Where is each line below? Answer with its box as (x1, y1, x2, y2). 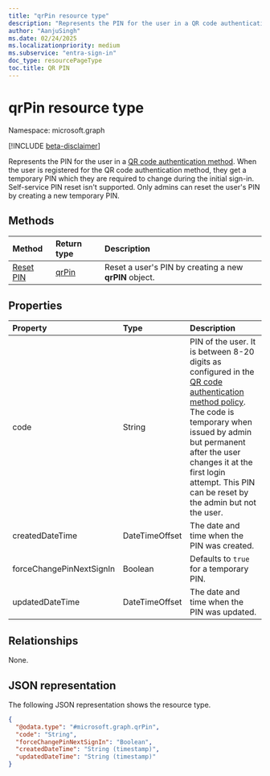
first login (190, 467, 226, 478)
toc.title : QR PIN (8, 64, 70, 72)
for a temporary (190, 564, 249, 575)
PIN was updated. (190, 606, 257, 618)
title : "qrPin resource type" (8, 11, 110, 20)
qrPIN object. (104, 271, 155, 282)
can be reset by (190, 487, 249, 499)
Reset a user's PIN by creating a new (104, 261, 243, 273)
